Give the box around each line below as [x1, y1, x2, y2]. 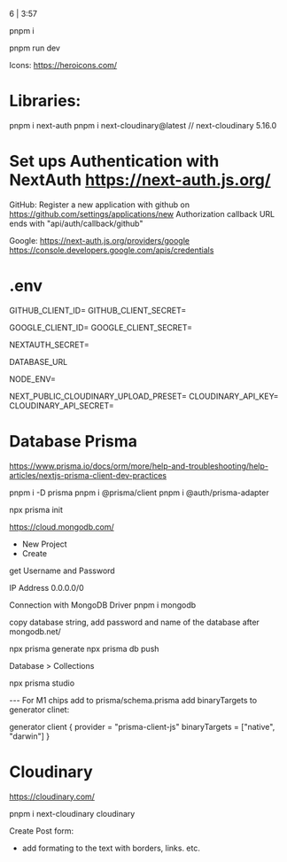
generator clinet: [9, 704, 70, 715]
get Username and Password [9, 565, 115, 576]
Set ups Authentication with [9, 151, 220, 172]
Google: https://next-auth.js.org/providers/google [9, 235, 190, 245]
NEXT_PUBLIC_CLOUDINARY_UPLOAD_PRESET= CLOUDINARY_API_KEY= [9, 391, 279, 401]
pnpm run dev [9, 43, 60, 53]
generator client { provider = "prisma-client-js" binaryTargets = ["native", [9, 721, 275, 732]
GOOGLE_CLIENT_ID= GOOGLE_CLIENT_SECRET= [9, 322, 193, 332]
